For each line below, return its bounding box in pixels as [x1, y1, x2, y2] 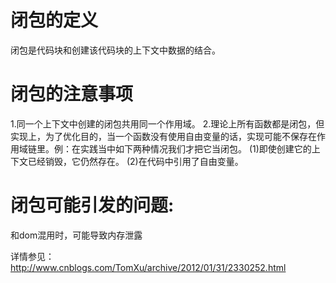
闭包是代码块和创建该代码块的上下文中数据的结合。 [10, 44, 221, 56]
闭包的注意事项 [10, 83, 134, 106]
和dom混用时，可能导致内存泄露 [10, 229, 143, 241]
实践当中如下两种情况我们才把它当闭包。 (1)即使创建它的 [79, 142, 312, 155]
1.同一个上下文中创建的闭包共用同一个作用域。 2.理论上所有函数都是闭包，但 [10, 117, 325, 130]
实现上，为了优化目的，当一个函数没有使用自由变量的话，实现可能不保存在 [10, 130, 317, 142]
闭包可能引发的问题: [10, 194, 175, 217]
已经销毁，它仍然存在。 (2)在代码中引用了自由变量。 [27, 155, 244, 167]
